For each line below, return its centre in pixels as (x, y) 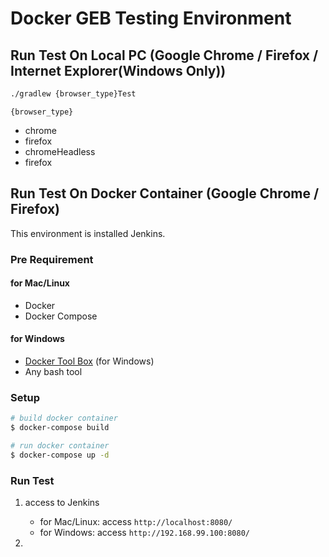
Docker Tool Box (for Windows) (89, 361)
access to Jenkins (62, 503)
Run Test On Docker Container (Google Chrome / (165, 193)
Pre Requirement (52, 259)
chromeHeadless (60, 151)
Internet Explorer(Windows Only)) (118, 70)
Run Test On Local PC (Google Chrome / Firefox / (164, 55)
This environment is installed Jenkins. (88, 233)
